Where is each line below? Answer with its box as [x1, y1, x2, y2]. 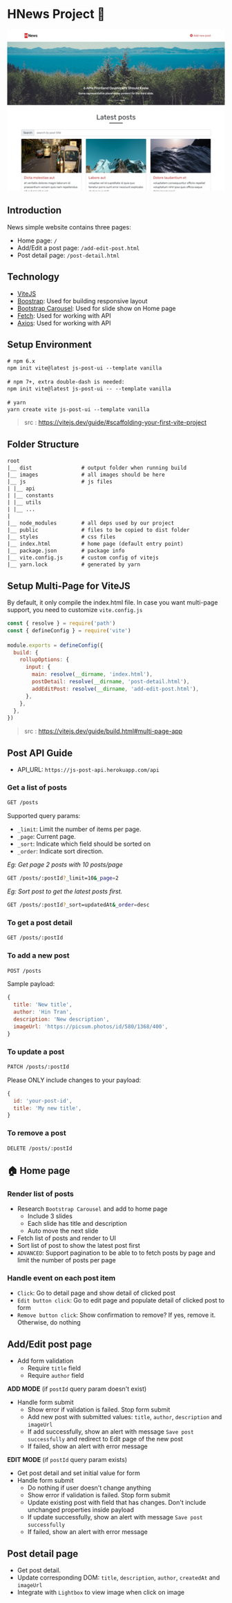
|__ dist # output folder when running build [7, 464, 187, 472]
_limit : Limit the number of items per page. [17, 825, 142, 833]
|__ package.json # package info [7, 547, 126, 555]
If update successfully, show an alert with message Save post [27, 1513, 203, 1521]
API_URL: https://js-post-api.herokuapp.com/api [17, 766, 160, 774]
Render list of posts [7, 1188, 74, 1198]
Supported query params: [7, 812, 81, 820]
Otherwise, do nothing [17, 1318, 81, 1327]
